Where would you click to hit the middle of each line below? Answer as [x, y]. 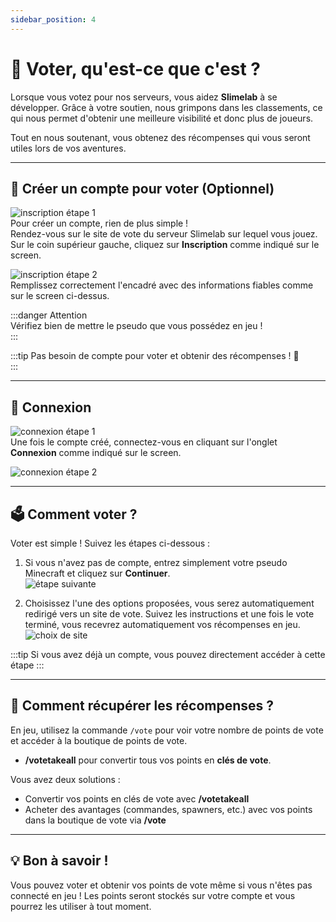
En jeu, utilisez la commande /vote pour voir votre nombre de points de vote [167, 730]
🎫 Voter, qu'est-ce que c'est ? [135, 68]
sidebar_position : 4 [53, 19]
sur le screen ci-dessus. [60, 296]
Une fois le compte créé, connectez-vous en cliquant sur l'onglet [144, 442]
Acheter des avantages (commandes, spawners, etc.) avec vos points [168, 809]
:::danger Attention [49, 315]
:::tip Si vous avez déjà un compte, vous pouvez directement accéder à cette [168, 654]
